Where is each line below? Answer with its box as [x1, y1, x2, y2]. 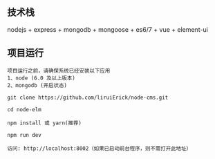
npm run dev [7, 131, 41, 138]
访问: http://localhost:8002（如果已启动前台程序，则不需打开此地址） [7, 144, 192, 152]
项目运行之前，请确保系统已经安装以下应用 [7, 67, 111, 74]
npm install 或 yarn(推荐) [7, 120, 82, 127]
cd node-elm [7, 106, 41, 113]
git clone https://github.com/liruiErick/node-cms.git [7, 94, 169, 101]
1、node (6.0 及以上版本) [7, 75, 76, 82]
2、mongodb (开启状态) [7, 82, 68, 88]
